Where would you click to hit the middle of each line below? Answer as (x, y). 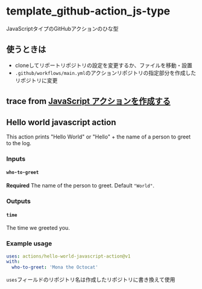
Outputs (19, 201)
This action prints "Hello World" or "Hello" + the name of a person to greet (99, 137)
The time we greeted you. (38, 228)
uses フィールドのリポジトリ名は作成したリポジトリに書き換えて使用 (91, 280)
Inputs (16, 158)
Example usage (29, 244)
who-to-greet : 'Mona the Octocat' (55, 267)
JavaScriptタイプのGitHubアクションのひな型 (62, 28)
